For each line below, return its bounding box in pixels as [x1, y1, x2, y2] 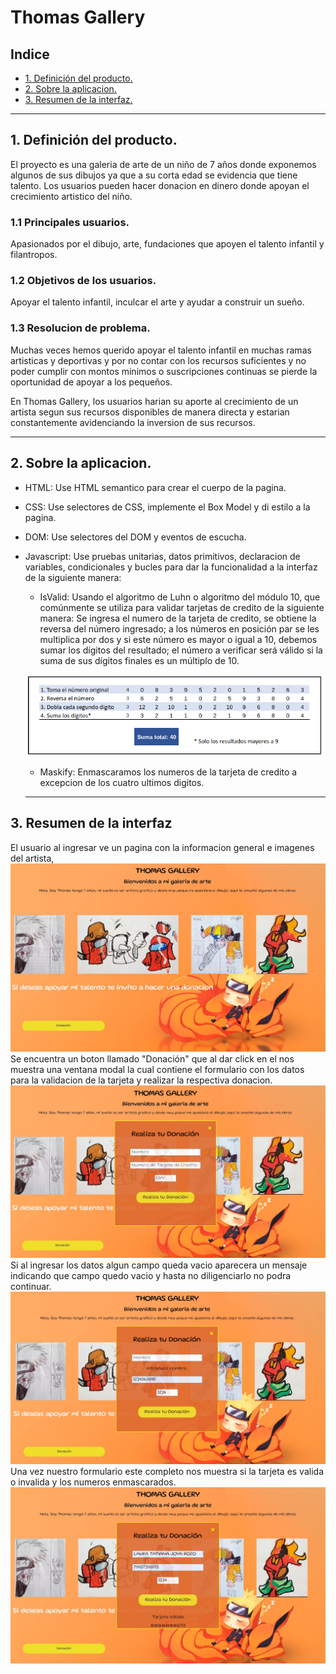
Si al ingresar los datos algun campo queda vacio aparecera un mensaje [10, 1259, 308, 1271]
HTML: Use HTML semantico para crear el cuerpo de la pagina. [24, 481, 287, 493]
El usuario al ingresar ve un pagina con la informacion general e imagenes [10, 841, 315, 853]
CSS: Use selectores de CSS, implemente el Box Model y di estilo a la [24, 501, 311, 513]
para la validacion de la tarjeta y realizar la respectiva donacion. [10, 1074, 273, 1086]
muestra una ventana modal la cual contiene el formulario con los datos [10, 1063, 305, 1075]
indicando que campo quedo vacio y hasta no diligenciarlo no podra [10, 1270, 292, 1282]
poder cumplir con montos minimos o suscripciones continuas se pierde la [10, 365, 318, 377]
